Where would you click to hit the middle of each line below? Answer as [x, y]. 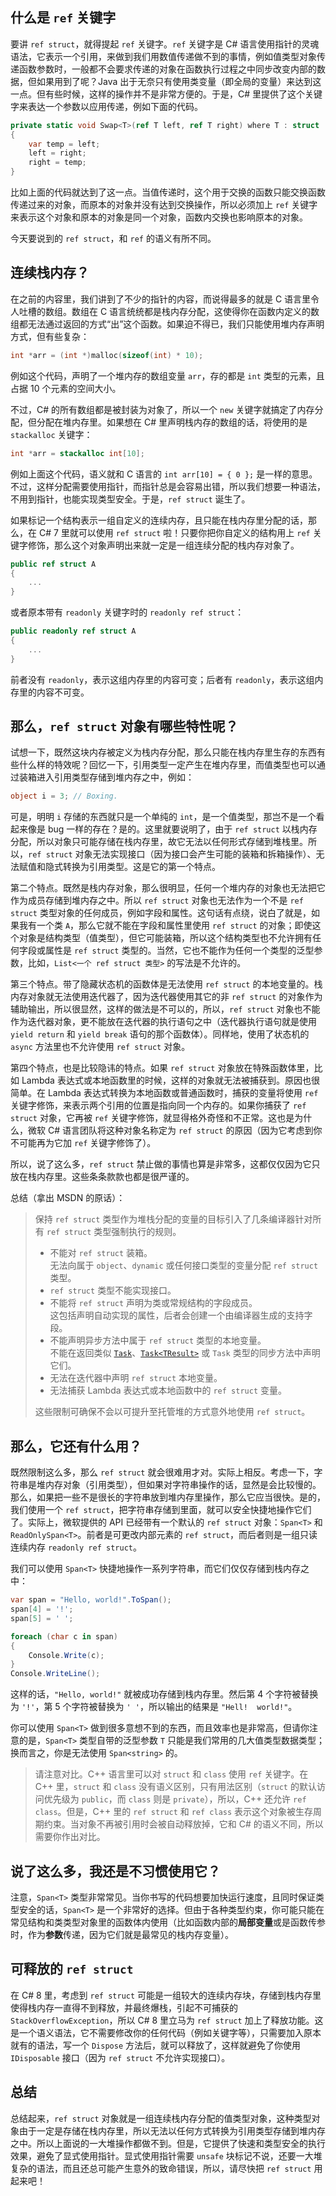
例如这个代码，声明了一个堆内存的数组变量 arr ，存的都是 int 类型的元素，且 [167, 375]
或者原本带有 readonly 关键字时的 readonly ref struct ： [127, 612]
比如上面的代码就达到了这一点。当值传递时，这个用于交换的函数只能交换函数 [168, 192]
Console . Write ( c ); [66, 1655]
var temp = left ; [64, 144]
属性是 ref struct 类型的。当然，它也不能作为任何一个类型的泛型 [179, 950]
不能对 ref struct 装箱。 [101, 1253]
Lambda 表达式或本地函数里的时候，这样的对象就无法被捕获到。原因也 [166, 1080]
